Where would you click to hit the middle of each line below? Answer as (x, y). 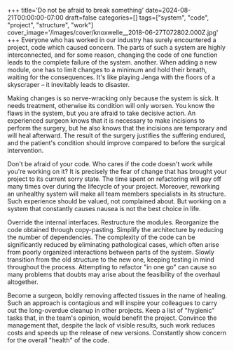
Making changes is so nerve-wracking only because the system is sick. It (113, 98)
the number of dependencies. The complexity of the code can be (101, 237)
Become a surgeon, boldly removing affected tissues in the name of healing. (117, 295)
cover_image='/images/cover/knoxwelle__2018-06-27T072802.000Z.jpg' (113, 32)
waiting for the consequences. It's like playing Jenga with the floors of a (111, 77)
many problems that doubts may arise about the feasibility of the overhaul (114, 274)
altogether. (23, 282)
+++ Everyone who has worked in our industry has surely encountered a (112, 40)
